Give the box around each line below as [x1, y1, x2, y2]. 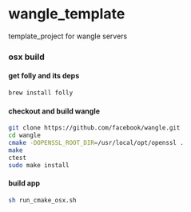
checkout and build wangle [8, 106, 101, 116]
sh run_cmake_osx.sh [8, 196, 78, 204]
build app [8, 178, 41, 188]
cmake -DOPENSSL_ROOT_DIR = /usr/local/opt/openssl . [8, 138, 184, 146]
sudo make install [8, 161, 70, 169]
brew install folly [8, 89, 74, 97]
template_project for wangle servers [8, 31, 128, 41]
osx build [8, 51, 46, 62]
